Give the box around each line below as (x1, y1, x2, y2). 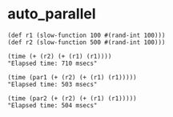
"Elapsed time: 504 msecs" (7, 101, 98, 109)
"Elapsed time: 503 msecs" (7, 80, 98, 88)
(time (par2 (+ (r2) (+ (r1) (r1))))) (7, 94, 137, 103)
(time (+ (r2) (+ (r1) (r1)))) (7, 52, 112, 60)
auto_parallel (7, 5, 97, 23)
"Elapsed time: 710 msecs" (7, 59, 98, 67)
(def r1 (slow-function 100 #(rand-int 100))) (7, 31, 166, 39)
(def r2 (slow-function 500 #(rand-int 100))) (7, 38, 166, 46)
